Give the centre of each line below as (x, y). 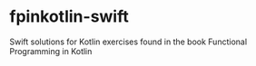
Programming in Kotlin (51, 51)
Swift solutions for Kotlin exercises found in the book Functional (128, 42)
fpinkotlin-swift (69, 17)
